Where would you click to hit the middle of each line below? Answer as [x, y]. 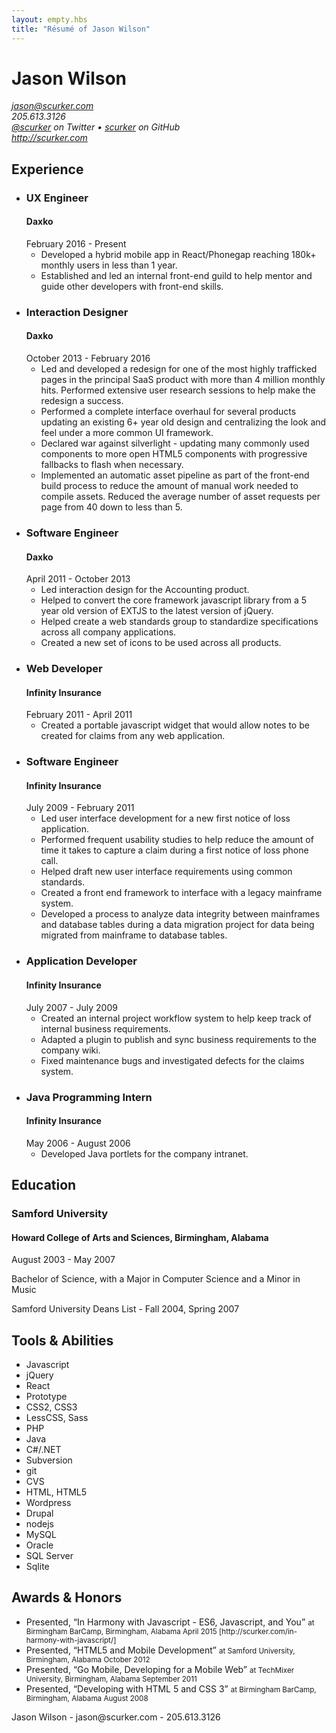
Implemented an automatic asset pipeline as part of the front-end [175, 475]
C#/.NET [43, 1450]
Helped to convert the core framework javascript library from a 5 [174, 600]
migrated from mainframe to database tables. [134, 935]
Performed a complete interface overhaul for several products [168, 412]
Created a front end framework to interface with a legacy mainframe [181, 893]
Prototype [46, 1397]
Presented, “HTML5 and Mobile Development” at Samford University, [160, 1650]
